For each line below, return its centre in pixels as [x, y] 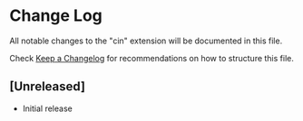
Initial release [47, 108]
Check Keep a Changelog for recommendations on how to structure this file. [152, 58]
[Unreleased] [48, 87]
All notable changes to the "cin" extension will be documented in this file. [146, 41]
